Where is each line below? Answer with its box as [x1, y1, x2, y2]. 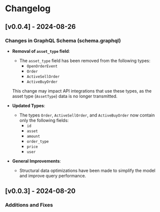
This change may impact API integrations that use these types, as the [12, 88, 152, 94]
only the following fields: [19, 117, 69, 123]
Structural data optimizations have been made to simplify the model [19, 167, 156, 173]
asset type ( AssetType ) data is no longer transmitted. [12, 93, 118, 99]
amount [26, 134, 40, 139]
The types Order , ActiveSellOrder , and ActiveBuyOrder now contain [19, 112, 155, 118]
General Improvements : [12, 158, 61, 164]
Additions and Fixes [5, 202, 53, 209]
